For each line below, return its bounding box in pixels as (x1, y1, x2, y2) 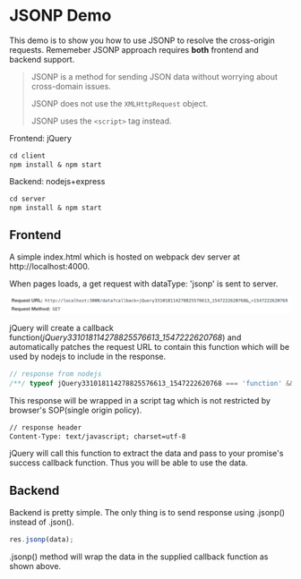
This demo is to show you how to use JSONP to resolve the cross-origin (9, 35, 275, 46)
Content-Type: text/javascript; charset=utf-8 (9, 432, 186, 441)
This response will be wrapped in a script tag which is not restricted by (9, 396, 271, 405)
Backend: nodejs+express (9, 175, 106, 186)
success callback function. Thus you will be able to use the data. (9, 457, 248, 468)
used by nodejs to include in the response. (9, 351, 167, 362)
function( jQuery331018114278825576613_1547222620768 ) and (9, 332, 242, 343)
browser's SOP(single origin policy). (9, 404, 142, 415)
